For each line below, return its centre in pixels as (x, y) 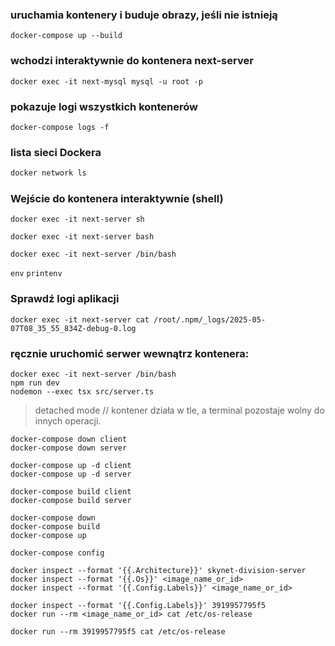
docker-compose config (57, 553)
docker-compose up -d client (71, 465)
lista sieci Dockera (56, 152)
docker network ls (48, 173)
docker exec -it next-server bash (82, 237)
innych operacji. (68, 420)
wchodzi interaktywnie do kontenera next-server (132, 61)
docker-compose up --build (66, 36)
